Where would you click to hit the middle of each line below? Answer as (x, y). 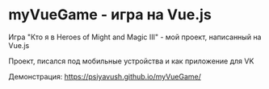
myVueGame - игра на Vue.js (110, 15)
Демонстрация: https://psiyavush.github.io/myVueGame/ (105, 76)
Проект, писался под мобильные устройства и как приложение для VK (131, 61)
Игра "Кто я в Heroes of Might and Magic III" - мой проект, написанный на (135, 37)
